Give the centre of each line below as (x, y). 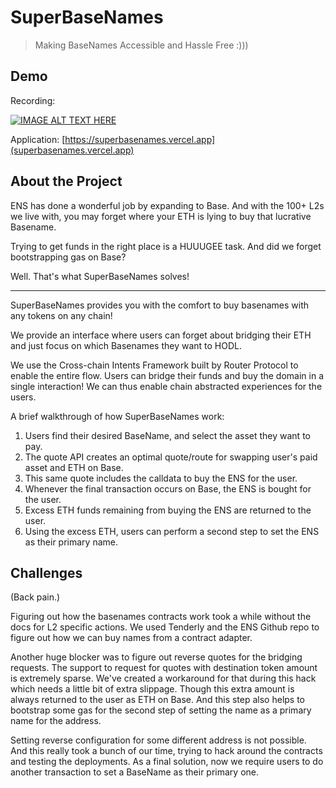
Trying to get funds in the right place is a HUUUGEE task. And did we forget (166, 246)
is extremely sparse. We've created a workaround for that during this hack (163, 678)
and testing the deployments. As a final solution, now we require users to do (167, 762)
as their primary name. (71, 542)
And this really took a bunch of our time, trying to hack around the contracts (166, 751)
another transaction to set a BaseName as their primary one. (135, 772)
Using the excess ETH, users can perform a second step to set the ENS (172, 531)
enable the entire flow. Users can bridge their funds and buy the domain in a (167, 375)
